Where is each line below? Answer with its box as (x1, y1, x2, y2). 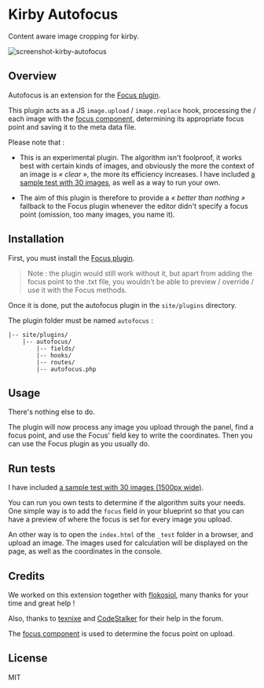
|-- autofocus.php (36, 365, 97, 373)
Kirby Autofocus (8, 5, 119, 24)
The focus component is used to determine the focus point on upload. (8, 629, 235, 638)
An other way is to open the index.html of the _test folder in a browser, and (8, 530, 254, 540)
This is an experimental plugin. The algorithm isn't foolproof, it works (19, 152, 242, 162)
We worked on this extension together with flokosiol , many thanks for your (8, 591, 249, 599)
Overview (8, 69, 57, 83)
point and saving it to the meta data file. (8, 122, 137, 131)
